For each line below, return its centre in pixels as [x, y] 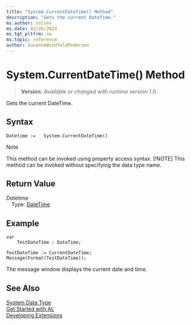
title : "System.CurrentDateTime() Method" [60, 12]
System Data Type [29, 303]
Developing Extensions [34, 315]
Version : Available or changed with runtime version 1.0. [89, 91]
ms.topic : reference [32, 40]
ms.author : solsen [29, 23]
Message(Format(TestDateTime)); [46, 258]
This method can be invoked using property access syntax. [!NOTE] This [95, 158]
